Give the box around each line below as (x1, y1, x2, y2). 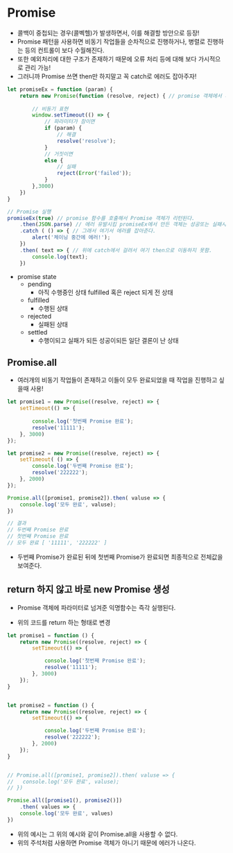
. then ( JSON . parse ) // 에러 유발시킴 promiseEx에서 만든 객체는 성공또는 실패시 (19, 221, 227, 228)
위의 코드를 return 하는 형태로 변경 (17, 618, 111, 626)
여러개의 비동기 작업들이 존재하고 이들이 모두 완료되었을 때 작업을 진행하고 (17, 376, 218, 385)
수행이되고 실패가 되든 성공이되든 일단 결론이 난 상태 (37, 336, 179, 344)
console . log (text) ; (32, 253, 89, 260)
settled (27, 328, 48, 336)
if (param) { (44, 125, 82, 132)
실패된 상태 (37, 320, 68, 328)
